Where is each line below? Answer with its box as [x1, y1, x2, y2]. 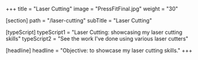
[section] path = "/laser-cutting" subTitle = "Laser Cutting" [5, 17, 152, 24]
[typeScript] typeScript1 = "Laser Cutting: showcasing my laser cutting [5, 28, 183, 36]
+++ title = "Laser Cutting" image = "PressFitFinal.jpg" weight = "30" [5, 5, 179, 12]
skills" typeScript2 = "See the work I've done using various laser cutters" [5, 35, 189, 42]
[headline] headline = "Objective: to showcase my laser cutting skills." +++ [5, 47, 193, 54]
